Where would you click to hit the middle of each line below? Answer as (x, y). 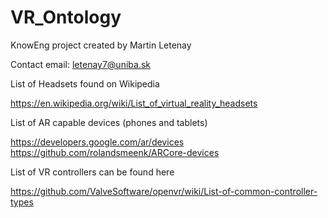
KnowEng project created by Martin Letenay (101, 45)
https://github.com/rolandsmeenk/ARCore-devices (115, 152)
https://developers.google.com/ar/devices (97, 142)
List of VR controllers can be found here (92, 172)
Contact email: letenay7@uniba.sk (80, 64)
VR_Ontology (66, 17)
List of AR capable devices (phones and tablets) (109, 122)
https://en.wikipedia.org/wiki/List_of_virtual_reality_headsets (134, 103)
